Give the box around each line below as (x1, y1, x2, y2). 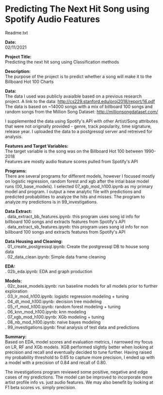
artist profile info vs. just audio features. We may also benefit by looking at (5, 379, 154, 385)
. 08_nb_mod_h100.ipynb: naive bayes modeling (5, 319, 101, 325)
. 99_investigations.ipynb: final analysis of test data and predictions (5, 324, 139, 330)
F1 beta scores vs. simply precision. (5, 384, 77, 390)
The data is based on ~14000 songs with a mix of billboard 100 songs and (5, 103, 153, 109)
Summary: (5, 334, 27, 340)
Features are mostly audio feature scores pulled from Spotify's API (5, 158, 138, 164)
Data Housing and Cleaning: (5, 238, 63, 244)
